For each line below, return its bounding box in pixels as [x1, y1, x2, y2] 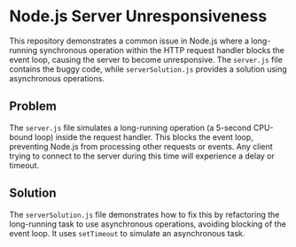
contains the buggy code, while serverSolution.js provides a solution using [9, 64, 288, 74]
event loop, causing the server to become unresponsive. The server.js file [9, 54, 284, 65]
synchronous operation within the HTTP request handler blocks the [39, 44, 285, 55]
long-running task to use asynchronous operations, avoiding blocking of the [9, 219, 286, 229]
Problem [9, 99, 58, 114]
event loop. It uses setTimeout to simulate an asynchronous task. [9, 228, 245, 238]
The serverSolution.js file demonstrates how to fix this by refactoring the [9, 209, 280, 220]
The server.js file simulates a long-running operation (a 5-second [9, 122, 252, 133]
